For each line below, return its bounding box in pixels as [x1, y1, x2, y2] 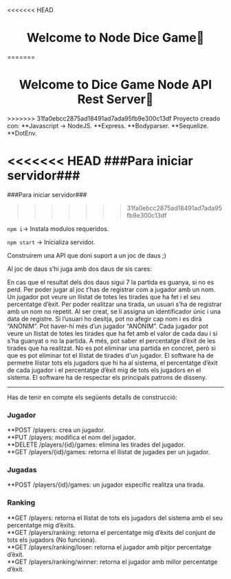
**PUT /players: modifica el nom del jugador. [7, 434, 136, 442]
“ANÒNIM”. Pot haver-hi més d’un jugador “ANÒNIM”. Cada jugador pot [7, 322, 208, 330]
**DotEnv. [7, 129, 37, 137]
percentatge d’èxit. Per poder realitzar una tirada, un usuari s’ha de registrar [7, 300, 222, 308]
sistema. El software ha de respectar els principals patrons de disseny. [7, 373, 208, 381]
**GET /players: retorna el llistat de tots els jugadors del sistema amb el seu [7, 514, 223, 522]
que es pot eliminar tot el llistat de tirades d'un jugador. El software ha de [7, 351, 214, 359]
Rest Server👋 [77, 92, 154, 108]
